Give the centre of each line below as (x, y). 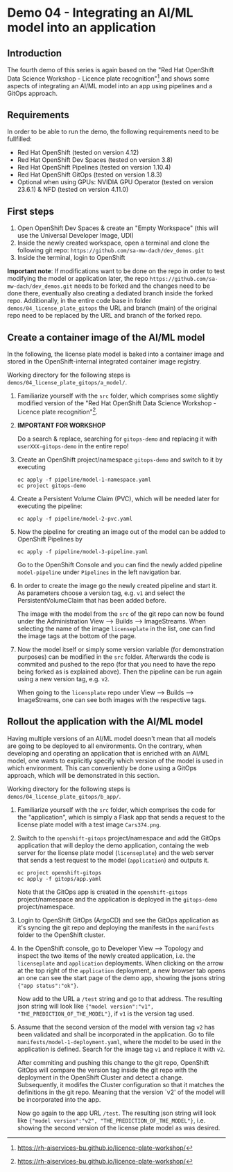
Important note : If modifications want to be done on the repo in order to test (116, 271)
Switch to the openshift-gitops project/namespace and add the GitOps (119, 838)
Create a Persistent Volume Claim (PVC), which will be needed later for (118, 498)
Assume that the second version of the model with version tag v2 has (116, 1027)
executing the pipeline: (50, 506)
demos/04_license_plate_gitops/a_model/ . (67, 382)
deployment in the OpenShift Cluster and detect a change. (100, 1077)
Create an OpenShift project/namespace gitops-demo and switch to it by (120, 459)
